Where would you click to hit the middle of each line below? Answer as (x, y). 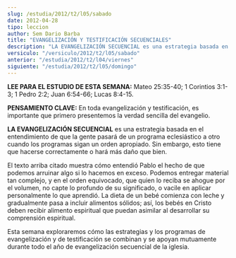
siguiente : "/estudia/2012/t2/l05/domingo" (72, 66)
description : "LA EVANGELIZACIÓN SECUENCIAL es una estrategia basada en (118, 47)
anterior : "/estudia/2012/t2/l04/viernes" (70, 60)
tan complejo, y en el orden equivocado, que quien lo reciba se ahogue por (116, 180)
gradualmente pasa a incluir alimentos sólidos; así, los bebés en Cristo (110, 203)
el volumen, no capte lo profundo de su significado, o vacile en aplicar (109, 187)
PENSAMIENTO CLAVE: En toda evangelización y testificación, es (103, 107)
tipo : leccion (28, 27)
